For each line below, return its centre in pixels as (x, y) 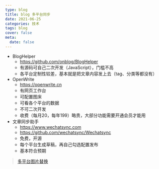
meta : (11, 38)
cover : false (19, 33)
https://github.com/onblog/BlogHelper (59, 61)
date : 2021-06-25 (23, 19)
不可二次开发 (33, 109)
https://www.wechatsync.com (50, 127)
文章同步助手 (25, 121)
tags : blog (16, 28)
